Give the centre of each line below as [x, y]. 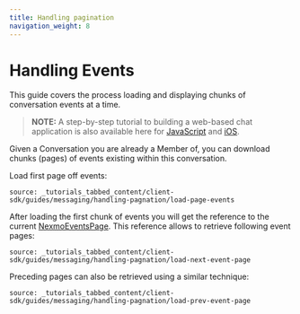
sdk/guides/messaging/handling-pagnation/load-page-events [122, 200]
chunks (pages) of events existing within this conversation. [118, 159]
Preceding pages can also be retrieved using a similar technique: [129, 277]
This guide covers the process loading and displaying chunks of [128, 95]
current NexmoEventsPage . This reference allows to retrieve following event [150, 226]
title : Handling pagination [62, 17]
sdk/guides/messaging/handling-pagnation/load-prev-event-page [130, 301]
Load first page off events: [58, 176]
